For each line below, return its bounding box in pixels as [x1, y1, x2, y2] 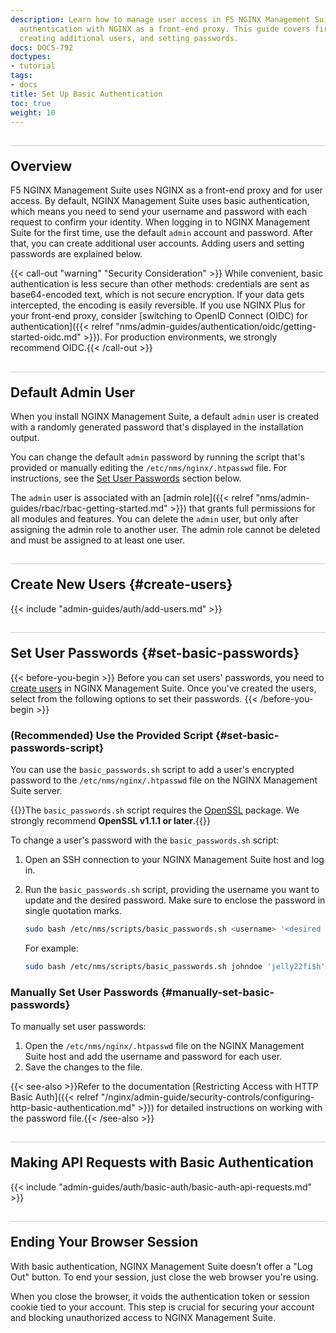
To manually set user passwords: [10, 1020, 147, 1032]
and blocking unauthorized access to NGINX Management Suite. [10, 1311, 276, 1323]
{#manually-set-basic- [160, 985, 275, 999]
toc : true [10, 98, 52, 108]
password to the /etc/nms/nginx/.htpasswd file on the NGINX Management [10, 774, 318, 786]
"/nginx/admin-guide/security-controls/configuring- [100, 1091, 315, 1103]
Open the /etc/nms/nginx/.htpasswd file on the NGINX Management [24, 1039, 305, 1051]
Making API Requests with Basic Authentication [10, 1154, 314, 1171]
